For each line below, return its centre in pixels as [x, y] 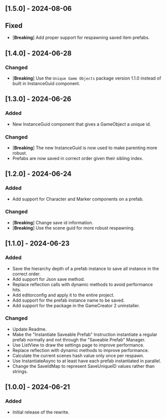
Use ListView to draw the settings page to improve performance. [78, 345]
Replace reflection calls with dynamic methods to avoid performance [83, 284]
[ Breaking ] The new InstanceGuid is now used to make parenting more [85, 148]
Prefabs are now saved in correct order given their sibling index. [78, 158]
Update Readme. [29, 329]
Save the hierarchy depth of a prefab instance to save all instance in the [86, 268]
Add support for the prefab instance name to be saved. [68, 300]
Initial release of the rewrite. [41, 412]
